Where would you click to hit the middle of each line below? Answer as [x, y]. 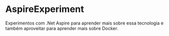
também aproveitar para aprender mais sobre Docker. [62, 28]
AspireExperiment [45, 9]
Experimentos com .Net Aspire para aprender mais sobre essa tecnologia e [84, 23]
